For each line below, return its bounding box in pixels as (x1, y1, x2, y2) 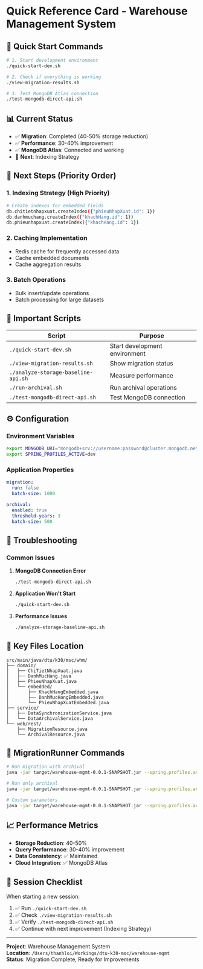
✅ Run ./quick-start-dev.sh (14, 905, 87, 912)
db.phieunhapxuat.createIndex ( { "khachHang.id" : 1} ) (6, 219, 139, 225)
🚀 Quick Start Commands (6, 41, 103, 52)
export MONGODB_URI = (6, 445, 59, 452)
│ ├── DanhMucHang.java (6, 673, 71, 679)
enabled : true (11, 507, 47, 513)
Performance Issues (14, 612, 68, 619)
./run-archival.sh (9, 384, 62, 391)
